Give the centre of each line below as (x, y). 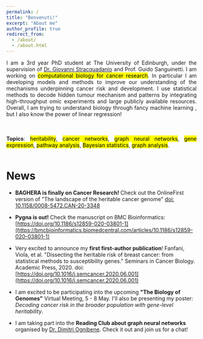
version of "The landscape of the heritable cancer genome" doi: (95, 199)
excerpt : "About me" (32, 23)
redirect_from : (25, 34)
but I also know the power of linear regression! (64, 114)
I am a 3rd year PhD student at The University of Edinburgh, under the (101, 63)
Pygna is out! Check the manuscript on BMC (71, 217)
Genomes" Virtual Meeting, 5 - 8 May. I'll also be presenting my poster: (104, 298)
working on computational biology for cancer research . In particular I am (102, 76)
